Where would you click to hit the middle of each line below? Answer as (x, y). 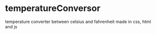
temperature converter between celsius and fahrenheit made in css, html (78, 22)
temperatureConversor (53, 8)
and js (11, 26)
